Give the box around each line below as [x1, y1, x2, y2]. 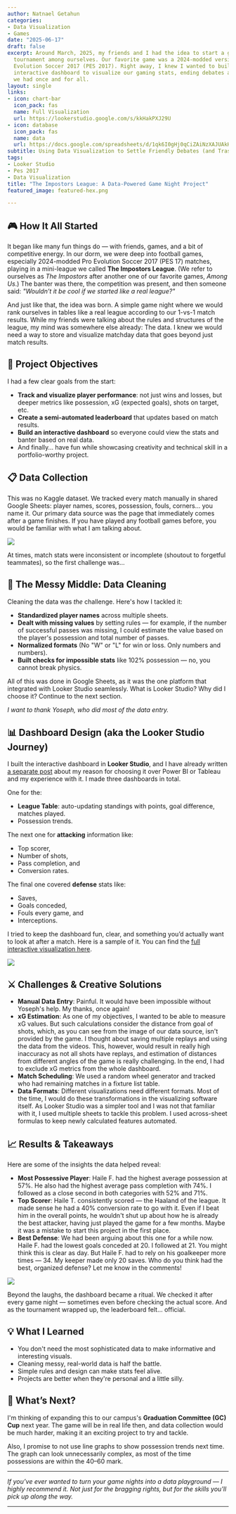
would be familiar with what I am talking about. [7, 523, 142, 532]
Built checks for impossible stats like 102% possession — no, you [17, 656, 211, 664]
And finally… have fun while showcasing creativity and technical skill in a [17, 443, 228, 451]
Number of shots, [17, 852, 69, 860]
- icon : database [7, 121, 58, 129]
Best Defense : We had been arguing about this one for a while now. [17, 1233, 214, 1242]
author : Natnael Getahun [7, 10, 80, 18]
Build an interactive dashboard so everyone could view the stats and [17, 428, 219, 436]
